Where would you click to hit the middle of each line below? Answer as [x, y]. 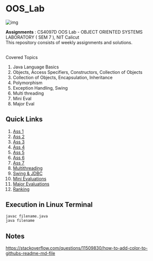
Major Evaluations [31, 184]
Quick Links [24, 119]
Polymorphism [27, 83]
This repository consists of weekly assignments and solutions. [69, 42]
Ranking [21, 189]
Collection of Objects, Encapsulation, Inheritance [63, 77]
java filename [20, 221]
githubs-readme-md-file [30, 254]
